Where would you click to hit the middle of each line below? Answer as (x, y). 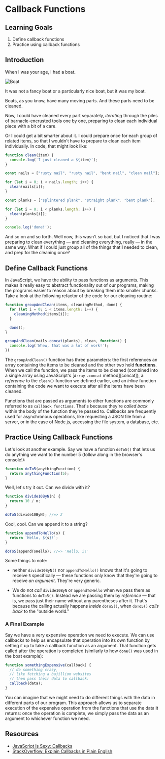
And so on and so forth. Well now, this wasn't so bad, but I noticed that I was (83, 237)
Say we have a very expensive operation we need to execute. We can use (80, 635)
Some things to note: (26, 561)
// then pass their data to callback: (49, 679)
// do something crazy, (34, 670)
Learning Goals (29, 27)
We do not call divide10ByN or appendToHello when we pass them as (81, 590)
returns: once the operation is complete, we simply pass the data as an (77, 713)
